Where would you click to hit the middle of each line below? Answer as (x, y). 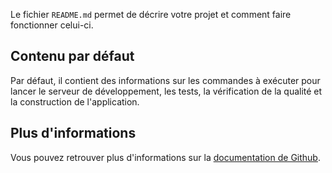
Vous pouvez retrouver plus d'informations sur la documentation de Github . (165, 157)
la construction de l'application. (75, 101)
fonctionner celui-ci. (52, 25)
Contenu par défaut (72, 56)
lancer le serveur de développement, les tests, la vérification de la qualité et (166, 91)
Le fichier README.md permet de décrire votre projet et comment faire (151, 14)
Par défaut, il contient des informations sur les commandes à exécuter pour (165, 80)
